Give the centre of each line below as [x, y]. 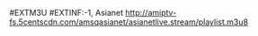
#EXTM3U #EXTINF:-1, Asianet [67, 13]
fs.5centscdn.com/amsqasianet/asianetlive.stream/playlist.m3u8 [129, 22]
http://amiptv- [151, 13]
